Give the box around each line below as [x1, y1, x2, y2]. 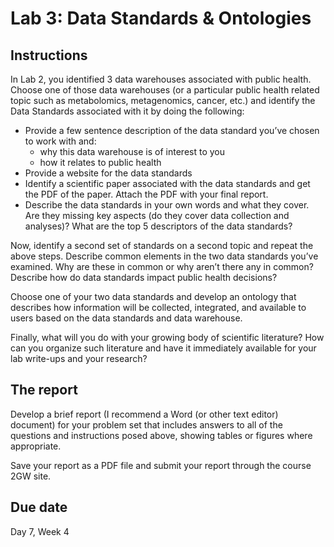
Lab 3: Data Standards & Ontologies [10, 7, 312, 30]
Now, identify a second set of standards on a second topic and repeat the [10, 240, 314, 251]
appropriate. [10, 440, 62, 452]
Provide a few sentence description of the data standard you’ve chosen [24, 125, 320, 136]
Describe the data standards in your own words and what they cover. [24, 199, 310, 211]
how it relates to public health [39, 157, 162, 168]
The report [10, 382, 78, 399]
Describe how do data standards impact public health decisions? [10, 272, 278, 283]
